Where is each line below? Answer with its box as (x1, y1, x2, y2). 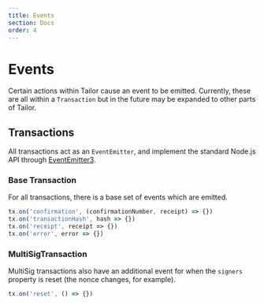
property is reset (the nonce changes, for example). (8, 275, 176, 285)
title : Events (8, 11, 55, 20)
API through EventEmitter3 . (8, 155, 96, 165)
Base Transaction (8, 175, 77, 186)
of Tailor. (8, 103, 37, 113)
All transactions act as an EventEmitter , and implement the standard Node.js (8, 147, 256, 156)
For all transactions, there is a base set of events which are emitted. (8, 192, 229, 202)
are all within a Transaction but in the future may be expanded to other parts (8, 95, 256, 104)
